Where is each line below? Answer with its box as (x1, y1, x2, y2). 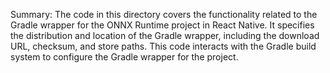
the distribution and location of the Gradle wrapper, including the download (10, 30, 320, 41)
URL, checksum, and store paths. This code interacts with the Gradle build (10, 40, 317, 52)
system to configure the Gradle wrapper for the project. (10, 51, 239, 63)
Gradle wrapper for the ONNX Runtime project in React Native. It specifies (10, 19, 315, 31)
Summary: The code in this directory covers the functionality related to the (10, 9, 318, 20)
